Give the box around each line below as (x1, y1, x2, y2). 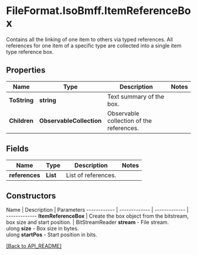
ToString (9, 96, 34, 104)
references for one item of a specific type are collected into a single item (6, 42, 182, 49)
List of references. (66, 171, 116, 179)
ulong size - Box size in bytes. (6, 225, 79, 232)
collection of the (107, 116, 152, 125)
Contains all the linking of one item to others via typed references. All (6, 36, 173, 43)
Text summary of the (107, 92, 165, 101)
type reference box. (6, 48, 54, 55)
